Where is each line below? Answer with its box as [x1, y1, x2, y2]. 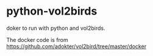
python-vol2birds [6, 4, 98, 18]
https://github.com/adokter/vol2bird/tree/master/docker [6, 43, 147, 50]
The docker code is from [6, 36, 68, 43]
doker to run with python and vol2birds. [6, 24, 105, 32]
